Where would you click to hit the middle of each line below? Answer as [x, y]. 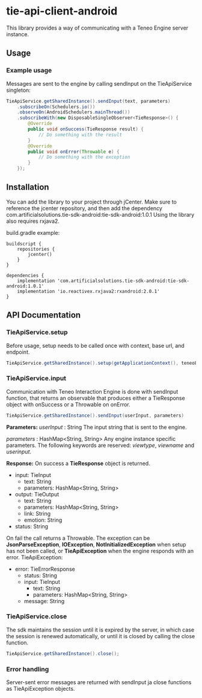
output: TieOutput [37, 494]
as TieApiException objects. [41, 689]
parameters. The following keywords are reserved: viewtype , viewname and [100, 445]
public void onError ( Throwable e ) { [74, 152]
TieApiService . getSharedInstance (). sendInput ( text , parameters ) [88, 101]
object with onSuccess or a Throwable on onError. [68, 404]
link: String [37, 513]
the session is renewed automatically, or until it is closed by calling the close [101, 636]
